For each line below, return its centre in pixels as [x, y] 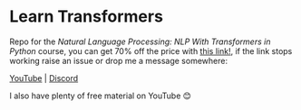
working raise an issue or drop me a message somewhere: [119, 60]
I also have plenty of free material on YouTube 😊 [101, 96]
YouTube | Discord [44, 78]
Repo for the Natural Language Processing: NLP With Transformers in [140, 41]
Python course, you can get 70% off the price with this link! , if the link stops [151, 50]
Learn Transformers [86, 17]
